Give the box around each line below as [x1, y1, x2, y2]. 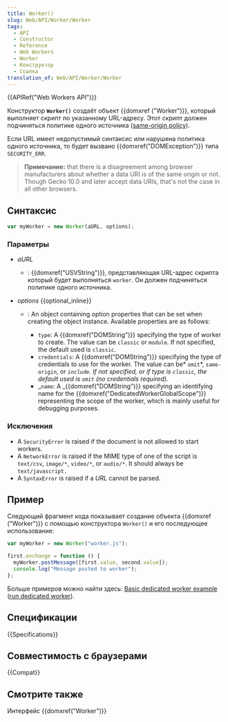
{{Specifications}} [7, 630, 59, 638]
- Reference [13, 42, 48, 49]
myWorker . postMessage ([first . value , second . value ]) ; [13, 559, 169, 567]
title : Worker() [7, 10, 54, 17]
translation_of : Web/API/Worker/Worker [7, 74, 122, 82]
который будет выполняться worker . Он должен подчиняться [27, 276, 207, 284]
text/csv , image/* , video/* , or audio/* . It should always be [17, 459, 184, 467]
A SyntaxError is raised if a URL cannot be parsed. [17, 474, 161, 482]
